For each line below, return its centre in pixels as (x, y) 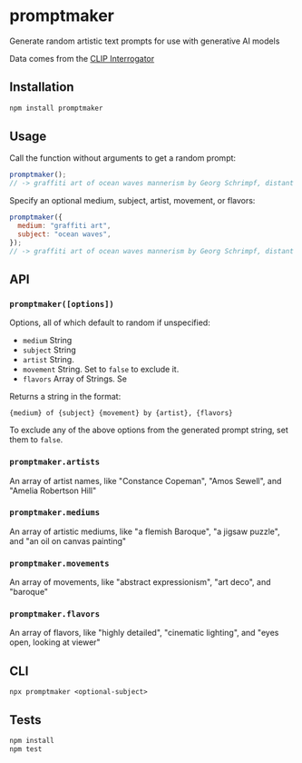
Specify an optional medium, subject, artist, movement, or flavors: (132, 201)
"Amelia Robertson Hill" (53, 490)
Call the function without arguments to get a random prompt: (123, 158)
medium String (47, 341)
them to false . (36, 440)
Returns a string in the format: (65, 397)
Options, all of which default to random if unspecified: (110, 322)
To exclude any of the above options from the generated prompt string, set (149, 430)
